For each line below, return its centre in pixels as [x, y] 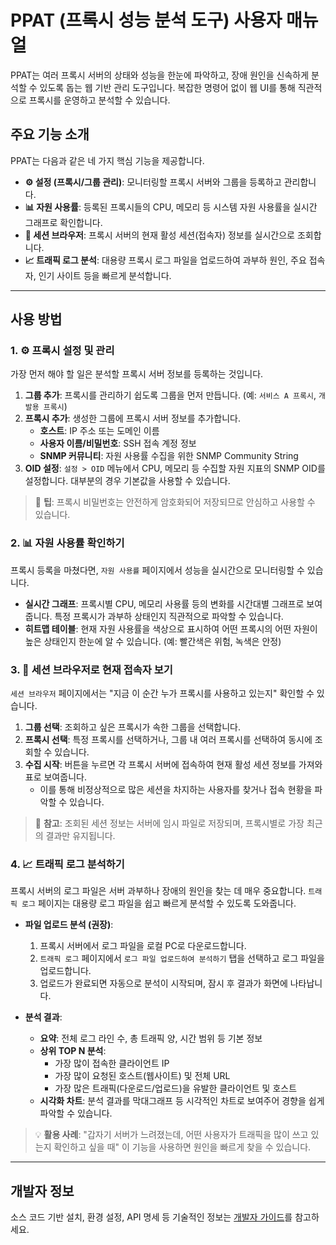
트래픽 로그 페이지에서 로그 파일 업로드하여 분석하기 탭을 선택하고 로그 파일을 [182, 958]
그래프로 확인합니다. [63, 222]
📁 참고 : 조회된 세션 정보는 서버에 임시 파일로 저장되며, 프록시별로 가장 [169, 823]
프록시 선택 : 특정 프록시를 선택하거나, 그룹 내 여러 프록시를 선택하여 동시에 [168, 740]
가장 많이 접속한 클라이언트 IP [112, 1063]
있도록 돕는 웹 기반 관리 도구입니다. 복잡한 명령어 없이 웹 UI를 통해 [167, 87]
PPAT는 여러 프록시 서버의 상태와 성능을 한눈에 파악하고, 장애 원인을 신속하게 [160, 75]
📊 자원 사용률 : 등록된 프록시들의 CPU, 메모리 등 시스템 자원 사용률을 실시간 [171, 207]
